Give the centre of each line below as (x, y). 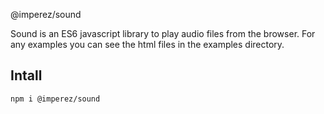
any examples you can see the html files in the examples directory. (147, 44)
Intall (26, 75)
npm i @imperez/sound (55, 99)
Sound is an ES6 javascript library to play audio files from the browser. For (163, 33)
